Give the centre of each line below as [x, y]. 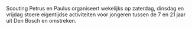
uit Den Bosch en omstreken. [41, 21]
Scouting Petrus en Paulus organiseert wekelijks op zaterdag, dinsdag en [95, 8]
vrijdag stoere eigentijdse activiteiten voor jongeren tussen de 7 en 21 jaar [96, 14]
